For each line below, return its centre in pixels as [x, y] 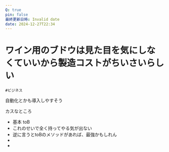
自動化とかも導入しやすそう [34, 100]
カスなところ [18, 111]
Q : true [13, 10]
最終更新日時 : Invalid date [32, 19]
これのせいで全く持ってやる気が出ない [52, 128]
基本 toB [21, 122]
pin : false [17, 15]
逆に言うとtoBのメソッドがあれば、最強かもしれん [65, 135]
